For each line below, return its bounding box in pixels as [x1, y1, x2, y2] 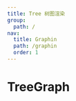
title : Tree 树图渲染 [7, 10, 66, 17]
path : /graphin [13, 42, 57, 49]
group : [7, 17, 26, 24]
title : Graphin [13, 36, 57, 43]
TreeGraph [7, 79, 70, 95]
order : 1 [13, 49, 39, 56]
